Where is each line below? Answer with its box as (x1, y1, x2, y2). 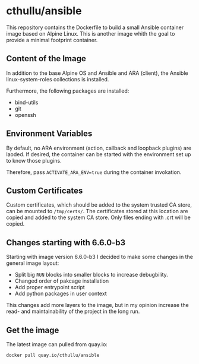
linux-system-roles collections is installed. (6, 75, 109, 83)
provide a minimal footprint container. (6, 36, 98, 43)
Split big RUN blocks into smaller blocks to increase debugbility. (14, 271, 168, 278)
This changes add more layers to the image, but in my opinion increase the (6, 302, 189, 309)
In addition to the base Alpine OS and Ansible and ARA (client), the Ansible (6, 69, 188, 77)
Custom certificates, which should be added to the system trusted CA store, (6, 201, 192, 208)
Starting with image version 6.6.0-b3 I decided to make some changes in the (6, 254, 193, 261)
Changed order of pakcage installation (14, 277, 109, 284)
